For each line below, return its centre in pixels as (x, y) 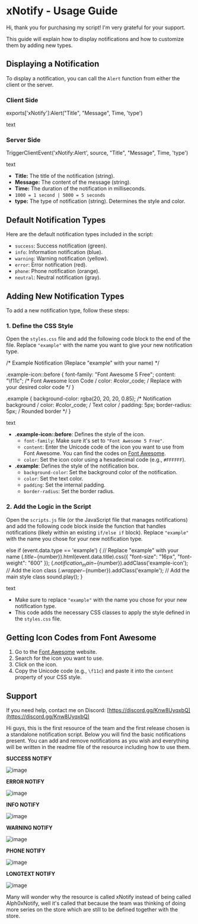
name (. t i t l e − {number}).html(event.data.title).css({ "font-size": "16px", (91, 556)
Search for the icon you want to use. (59, 658)
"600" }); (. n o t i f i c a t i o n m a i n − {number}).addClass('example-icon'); (108, 563)
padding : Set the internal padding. (64, 485)
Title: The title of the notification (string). (65, 176)
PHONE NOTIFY (26, 851)
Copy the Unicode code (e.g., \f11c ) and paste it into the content (94, 671)
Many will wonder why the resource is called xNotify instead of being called (99, 897)
